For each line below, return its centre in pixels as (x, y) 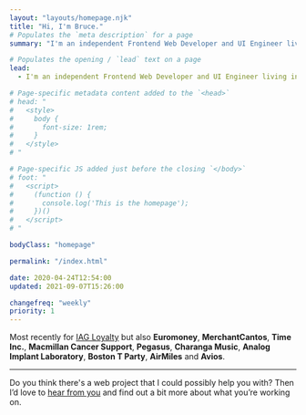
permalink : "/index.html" (58, 261)
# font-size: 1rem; (58, 127)
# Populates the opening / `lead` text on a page (106, 60)
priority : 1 (32, 311)
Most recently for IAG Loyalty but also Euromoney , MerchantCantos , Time (150, 337)
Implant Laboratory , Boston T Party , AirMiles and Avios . (117, 357)
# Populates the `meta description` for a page (102, 35)
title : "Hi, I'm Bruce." (56, 26)
